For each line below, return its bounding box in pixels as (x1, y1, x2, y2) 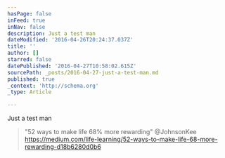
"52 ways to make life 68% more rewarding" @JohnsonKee (24, 128, 197, 136)
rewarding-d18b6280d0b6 (24, 143, 102, 151)
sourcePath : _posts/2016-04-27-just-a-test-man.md (7, 69, 159, 76)
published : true (7, 75, 55, 83)
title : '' (7, 43, 37, 50)
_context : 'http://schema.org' (7, 82, 99, 89)
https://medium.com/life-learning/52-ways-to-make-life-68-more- (24, 135, 218, 144)
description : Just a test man (7, 29, 96, 37)
